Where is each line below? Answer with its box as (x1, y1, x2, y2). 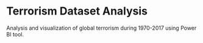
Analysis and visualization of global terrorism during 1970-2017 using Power (6, 24, 197, 31)
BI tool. (6, 30, 24, 38)
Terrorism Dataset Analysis (6, 4, 148, 18)
